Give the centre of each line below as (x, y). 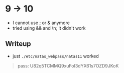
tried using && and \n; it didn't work (49, 28)
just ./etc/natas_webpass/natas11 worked (55, 56)
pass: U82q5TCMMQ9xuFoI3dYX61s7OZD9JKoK (68, 65)
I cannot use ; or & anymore (41, 23)
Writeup (18, 44)
